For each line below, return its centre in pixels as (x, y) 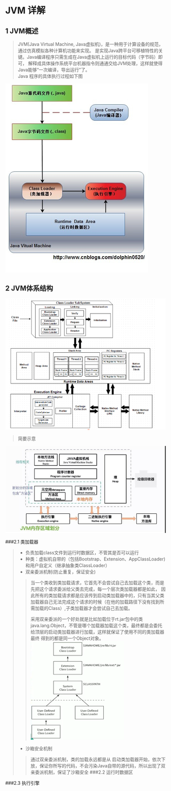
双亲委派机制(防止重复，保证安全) (60, 572)
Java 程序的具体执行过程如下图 (50, 76)
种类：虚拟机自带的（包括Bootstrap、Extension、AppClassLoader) (95, 559)
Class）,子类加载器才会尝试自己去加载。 (90, 608)
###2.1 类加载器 (22, 542)
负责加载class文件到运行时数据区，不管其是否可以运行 (82, 553)
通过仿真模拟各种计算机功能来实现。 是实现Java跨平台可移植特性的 (88, 51)
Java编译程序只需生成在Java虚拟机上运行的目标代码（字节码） (93, 57)
